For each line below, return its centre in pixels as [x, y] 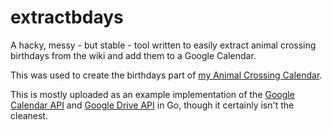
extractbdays [67, 17]
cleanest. [29, 115]
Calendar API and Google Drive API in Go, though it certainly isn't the [152, 105]
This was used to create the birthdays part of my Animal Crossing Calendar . [166, 75]
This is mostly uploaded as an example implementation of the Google [152, 94]
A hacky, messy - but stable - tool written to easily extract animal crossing [163, 45]
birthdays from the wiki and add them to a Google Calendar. [133, 55]
